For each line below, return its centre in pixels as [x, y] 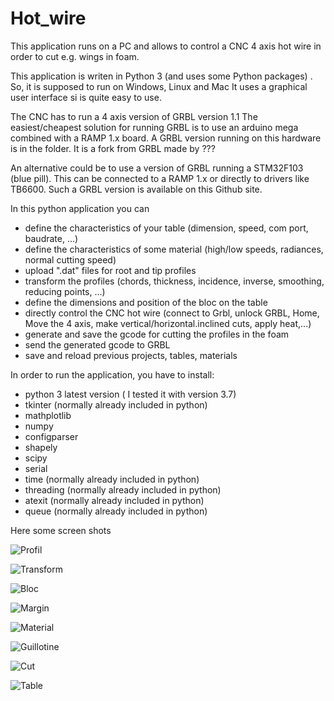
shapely [41, 447]
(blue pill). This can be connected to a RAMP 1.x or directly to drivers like [160, 178]
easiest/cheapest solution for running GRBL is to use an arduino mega [154, 127]
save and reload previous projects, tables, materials [131, 355]
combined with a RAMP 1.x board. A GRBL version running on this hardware [166, 138]
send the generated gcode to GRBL [97, 344]
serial [36, 468]
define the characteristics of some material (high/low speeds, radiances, [174, 249]
